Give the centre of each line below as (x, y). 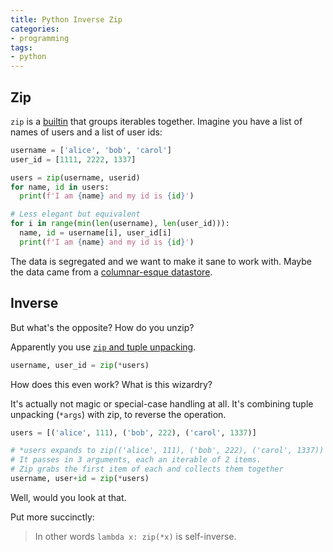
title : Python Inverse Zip (66, 19)
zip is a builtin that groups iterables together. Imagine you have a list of (156, 121)
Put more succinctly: (52, 517)
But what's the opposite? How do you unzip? (102, 327)
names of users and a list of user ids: (86, 132)
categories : (35, 29)
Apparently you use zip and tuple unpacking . (103, 347)
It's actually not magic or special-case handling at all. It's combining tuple (162, 403)
